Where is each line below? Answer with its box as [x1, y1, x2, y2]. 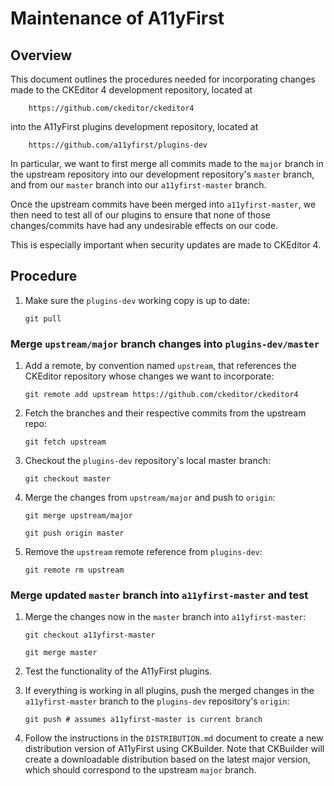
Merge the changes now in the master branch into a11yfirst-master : [24, 611, 307, 623]
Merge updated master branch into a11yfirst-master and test [10, 588, 309, 602]
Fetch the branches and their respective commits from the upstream [24, 407, 307, 419]
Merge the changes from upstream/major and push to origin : [24, 492, 276, 504]
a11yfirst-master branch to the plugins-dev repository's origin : [24, 695, 290, 707]
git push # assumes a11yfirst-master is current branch [24, 715, 263, 725]
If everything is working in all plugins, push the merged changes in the [24, 685, 315, 697]
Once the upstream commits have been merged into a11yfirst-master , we [10, 198, 317, 210]
